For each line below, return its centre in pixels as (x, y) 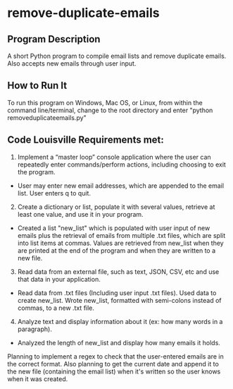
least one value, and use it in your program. (80, 214)
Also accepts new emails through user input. (72, 64)
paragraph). (35, 329)
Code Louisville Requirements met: (86, 140)
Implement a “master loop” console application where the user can (114, 157)
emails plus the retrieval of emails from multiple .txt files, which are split (121, 235)
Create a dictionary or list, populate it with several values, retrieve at (116, 207)
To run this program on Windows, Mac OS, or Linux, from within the (105, 102)
